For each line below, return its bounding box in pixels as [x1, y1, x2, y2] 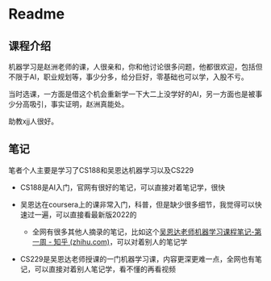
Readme [8, 5, 65, 23]
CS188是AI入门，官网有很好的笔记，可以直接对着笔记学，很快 [19, 182, 226, 192]
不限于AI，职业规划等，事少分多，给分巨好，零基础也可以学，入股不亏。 [8, 72, 248, 82]
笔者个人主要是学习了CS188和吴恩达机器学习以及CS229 [8, 165, 194, 174]
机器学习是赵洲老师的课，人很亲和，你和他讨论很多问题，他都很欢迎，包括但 [8, 62, 263, 71]
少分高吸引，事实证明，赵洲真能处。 [8, 99, 129, 109]
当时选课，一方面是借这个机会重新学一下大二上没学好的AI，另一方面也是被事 [8, 90, 263, 99]
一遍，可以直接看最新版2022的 [34, 209, 137, 219]
